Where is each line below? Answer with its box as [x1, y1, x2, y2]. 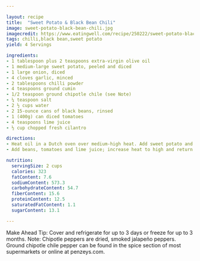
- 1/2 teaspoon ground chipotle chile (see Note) [6, 91, 132, 97]
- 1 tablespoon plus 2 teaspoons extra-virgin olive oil [6, 58, 151, 64]
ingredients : [6, 53, 39, 59]
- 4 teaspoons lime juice [6, 119, 70, 125]
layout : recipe [6, 14, 44, 20]
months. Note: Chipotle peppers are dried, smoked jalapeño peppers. [6, 235, 176, 242]
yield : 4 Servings [6, 42, 52, 48]
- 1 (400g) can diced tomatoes [6, 113, 84, 119]
